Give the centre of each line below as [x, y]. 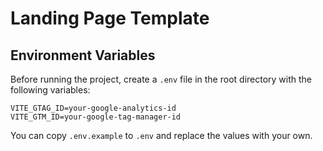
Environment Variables [83, 55]
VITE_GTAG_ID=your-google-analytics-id [93, 108]
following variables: [50, 90]
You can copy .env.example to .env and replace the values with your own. [161, 135]
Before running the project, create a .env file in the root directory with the [161, 79]
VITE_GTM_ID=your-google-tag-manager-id [96, 117]
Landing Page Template [110, 18]
